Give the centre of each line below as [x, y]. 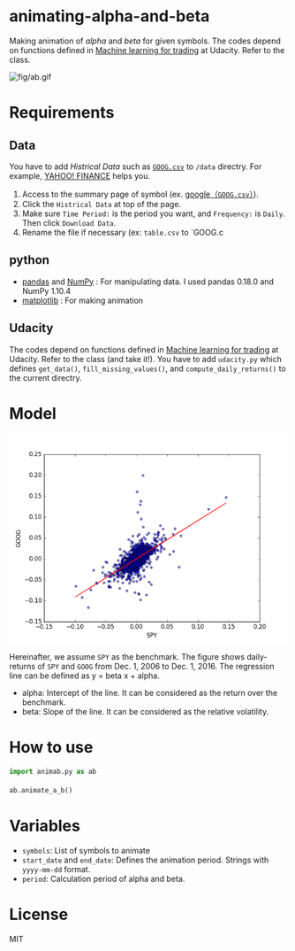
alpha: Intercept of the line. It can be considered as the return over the [150, 692]
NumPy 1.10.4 [46, 290]
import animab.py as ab [53, 772]
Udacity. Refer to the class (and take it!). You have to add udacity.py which [146, 359]
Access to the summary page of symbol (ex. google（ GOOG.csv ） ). [140, 194]
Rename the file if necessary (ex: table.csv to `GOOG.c [122, 232]
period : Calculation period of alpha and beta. [103, 879]
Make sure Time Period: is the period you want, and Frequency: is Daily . [153, 213]
